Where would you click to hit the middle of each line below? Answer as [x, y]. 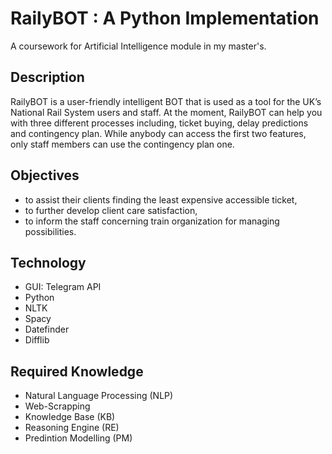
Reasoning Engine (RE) [72, 428]
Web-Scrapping [57, 406]
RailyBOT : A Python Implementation [165, 18]
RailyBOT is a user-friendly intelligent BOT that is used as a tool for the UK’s [166, 101]
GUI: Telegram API [63, 287]
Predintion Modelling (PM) [78, 438]
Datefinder [47, 329]
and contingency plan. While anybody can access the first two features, [158, 133]
